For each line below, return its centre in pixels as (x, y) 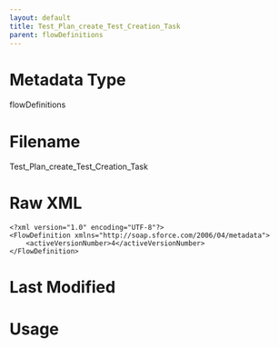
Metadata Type (68, 80)
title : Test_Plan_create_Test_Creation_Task (95, 26)
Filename (45, 141)
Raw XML (46, 203)
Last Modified (63, 288)
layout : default (40, 18)
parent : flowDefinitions (56, 35)
